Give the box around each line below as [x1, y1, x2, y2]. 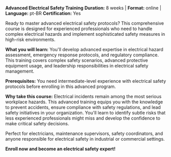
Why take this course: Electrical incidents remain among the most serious [5, 94, 162, 99]
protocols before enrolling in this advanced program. [5, 83, 116, 89]
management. [5, 68, 35, 74]
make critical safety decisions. [5, 121, 69, 126]
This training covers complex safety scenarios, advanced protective [5, 57, 148, 63]
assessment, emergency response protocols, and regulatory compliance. [5, 52, 159, 58]
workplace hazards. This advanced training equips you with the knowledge [5, 99, 163, 105]
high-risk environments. [5, 36, 56, 42]
